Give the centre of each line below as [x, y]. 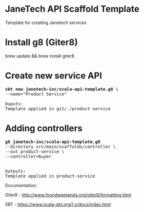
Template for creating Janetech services [46, 23]
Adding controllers [44, 128]
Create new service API [54, 76]
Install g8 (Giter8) [41, 42]
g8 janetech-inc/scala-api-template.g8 [53, 141]
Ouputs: [14, 104]
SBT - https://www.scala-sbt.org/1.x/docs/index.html [58, 204]
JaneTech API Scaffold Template [72, 9]
